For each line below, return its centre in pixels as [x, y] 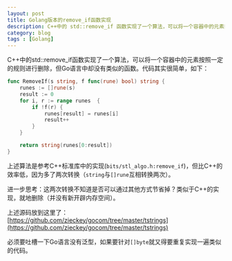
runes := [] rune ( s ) [48, 88]
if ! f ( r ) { [48, 107]
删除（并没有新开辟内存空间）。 [75, 197]
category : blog [29, 33]
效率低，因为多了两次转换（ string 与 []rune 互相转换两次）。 [91, 174]
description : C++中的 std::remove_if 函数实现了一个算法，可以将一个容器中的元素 [116, 26]
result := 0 [37, 94]
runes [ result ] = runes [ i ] [81, 114]
